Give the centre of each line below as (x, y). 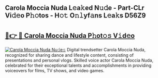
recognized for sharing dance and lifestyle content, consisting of (69, 55)
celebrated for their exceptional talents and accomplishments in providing (78, 65)
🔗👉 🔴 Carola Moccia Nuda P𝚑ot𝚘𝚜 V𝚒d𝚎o (70, 36)
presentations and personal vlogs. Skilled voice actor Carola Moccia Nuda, (79, 60)
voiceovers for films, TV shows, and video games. (55, 70)
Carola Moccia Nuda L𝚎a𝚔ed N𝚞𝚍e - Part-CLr (75, 8)
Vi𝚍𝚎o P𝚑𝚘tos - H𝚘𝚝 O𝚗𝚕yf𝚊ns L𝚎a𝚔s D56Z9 (75, 16)
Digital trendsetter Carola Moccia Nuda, (106, 50)
